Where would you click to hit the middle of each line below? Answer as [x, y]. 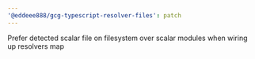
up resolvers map [36, 46]
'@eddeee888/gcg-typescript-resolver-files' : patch [94, 15]
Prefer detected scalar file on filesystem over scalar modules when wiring [127, 38]
